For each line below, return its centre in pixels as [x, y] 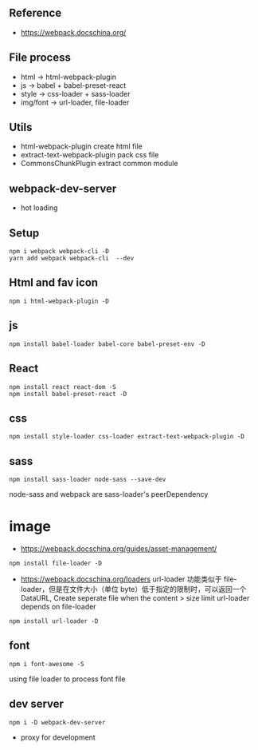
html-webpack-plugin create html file [81, 146]
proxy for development [58, 737]
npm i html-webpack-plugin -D [59, 301]
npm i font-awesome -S [47, 664]
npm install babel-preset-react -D [68, 394]
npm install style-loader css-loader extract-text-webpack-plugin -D [127, 437]
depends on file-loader [58, 607]
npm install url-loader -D [54, 621]
